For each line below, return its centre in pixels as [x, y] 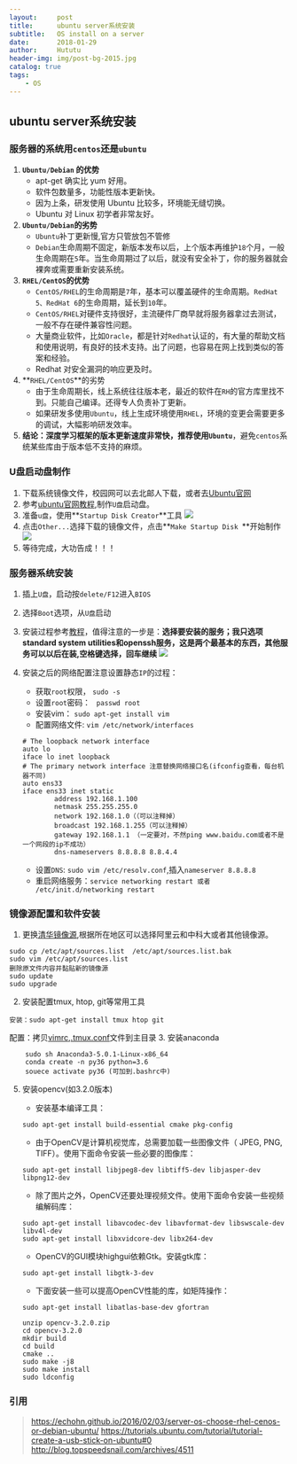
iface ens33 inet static [68, 791]
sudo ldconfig [48, 1378]
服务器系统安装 [41, 572]
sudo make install [56, 1370]
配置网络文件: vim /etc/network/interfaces [114, 724]
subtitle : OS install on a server [77, 34]
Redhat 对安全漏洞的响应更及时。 [96, 370]
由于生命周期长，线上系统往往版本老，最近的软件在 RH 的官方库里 [152, 392]
